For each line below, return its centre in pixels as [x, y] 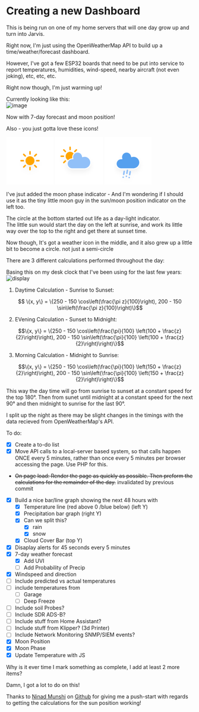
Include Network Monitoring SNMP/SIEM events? [75, 635]
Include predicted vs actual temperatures [65, 581]
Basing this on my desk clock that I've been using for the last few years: [94, 272]
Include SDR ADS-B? [40, 615]
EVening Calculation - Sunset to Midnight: [66, 319]
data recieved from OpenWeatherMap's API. [60, 421]
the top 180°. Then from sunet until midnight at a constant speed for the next [99, 397]
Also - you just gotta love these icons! [53, 128]
